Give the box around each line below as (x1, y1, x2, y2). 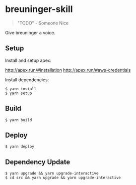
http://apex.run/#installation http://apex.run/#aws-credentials (5, 67, 131, 73)
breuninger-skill (5, 3, 73, 15)
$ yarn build (5, 117, 32, 123)
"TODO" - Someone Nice (17, 20, 68, 26)
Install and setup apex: (5, 57, 52, 63)
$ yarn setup (5, 91, 32, 96)
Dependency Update (5, 158, 70, 166)
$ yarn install (5, 86, 37, 91)
